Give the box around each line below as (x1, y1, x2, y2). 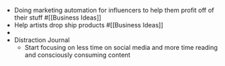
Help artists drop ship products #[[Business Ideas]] (13, 21, 163, 29)
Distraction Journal (13, 36, 70, 44)
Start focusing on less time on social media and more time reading (24, 44, 218, 51)
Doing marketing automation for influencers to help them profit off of (13, 6, 214, 14)
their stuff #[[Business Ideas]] (13, 13, 101, 22)
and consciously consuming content (24, 51, 131, 59)
